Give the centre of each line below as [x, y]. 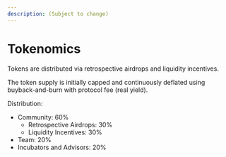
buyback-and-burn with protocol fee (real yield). [78, 90]
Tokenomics [44, 48]
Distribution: [25, 103]
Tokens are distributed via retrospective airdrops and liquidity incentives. [113, 69]
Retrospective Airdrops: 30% [70, 124]
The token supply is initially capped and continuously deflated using [106, 82]
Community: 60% [43, 117]
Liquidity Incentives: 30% [65, 132]
